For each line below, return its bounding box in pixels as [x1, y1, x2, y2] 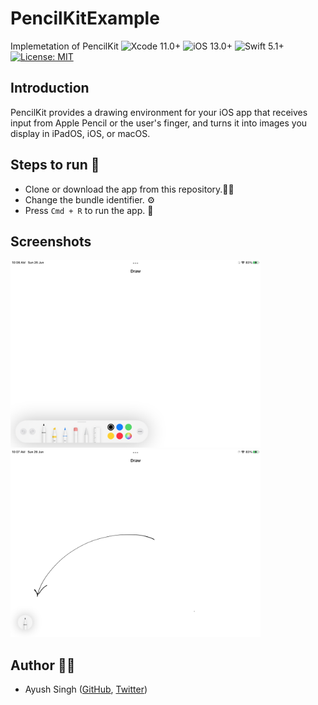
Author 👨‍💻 [10, 657, 76, 674]
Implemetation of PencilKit [10, 40, 119, 52]
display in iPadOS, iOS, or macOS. [10, 127, 151, 139]
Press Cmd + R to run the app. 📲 [24, 204, 154, 216]
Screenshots [10, 233, 92, 250]
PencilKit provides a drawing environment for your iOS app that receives [10, 106, 308, 118]
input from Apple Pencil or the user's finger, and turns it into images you [10, 117, 308, 129]
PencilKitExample [10, 7, 160, 30]
